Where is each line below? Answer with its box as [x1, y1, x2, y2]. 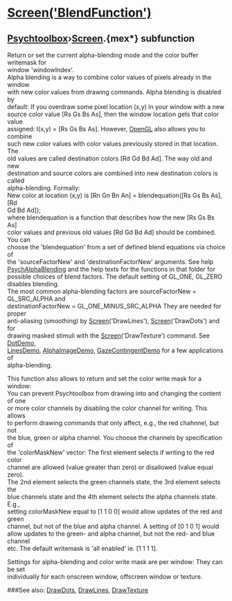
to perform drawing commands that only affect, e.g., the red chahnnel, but [7, 419, 220, 427]
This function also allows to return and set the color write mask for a [7, 374, 202, 383]
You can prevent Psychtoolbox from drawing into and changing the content [7, 389, 222, 397]
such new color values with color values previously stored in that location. [7, 140, 218, 147]
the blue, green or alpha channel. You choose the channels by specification [7, 434, 223, 442]
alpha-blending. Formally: [7, 184, 81, 192]
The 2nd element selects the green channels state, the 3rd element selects [7, 478, 221, 486]
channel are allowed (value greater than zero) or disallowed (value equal [7, 463, 213, 471]
